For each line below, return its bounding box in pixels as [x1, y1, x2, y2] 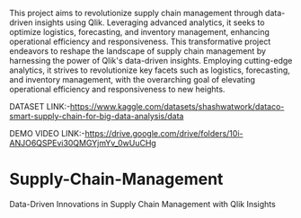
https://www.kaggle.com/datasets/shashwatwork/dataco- [70, 101, 285, 111]
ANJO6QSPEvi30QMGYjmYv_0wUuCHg [9, 138, 157, 148]
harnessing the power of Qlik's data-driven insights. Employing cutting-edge [9, 56, 293, 65]
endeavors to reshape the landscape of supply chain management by [9, 46, 267, 57]
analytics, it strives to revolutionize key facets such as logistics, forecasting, [9, 65, 290, 75]
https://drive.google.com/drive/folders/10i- [84, 128, 243, 138]
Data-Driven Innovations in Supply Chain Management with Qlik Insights [9, 198, 276, 209]
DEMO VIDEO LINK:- [9, 128, 85, 138]
